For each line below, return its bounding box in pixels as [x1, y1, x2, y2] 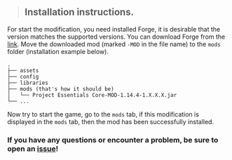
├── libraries [7, 79, 49, 86]
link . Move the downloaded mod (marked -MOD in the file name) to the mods [7, 39, 221, 48]
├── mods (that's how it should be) [7, 85, 114, 93]
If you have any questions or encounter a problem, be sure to [7, 135, 219, 145]
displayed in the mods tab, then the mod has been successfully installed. [7, 117, 214, 126]
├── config [7, 73, 39, 80]
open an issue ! [7, 144, 58, 154]
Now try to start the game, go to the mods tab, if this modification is [7, 109, 200, 119]
